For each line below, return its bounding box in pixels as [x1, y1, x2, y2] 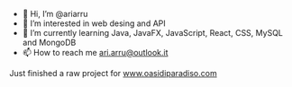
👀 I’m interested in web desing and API [22, 18, 166, 29]
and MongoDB [22, 37, 77, 48]
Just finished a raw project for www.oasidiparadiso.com [9, 68, 218, 78]
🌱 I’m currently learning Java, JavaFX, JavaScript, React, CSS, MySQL [22, 28, 284, 38]
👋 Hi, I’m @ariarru [22, 9, 88, 19]
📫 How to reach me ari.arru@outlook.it [22, 48, 169, 57]
